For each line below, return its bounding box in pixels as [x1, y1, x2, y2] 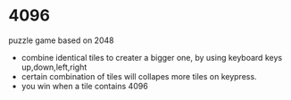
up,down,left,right [21, 62, 87, 72]
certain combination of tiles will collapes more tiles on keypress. [21, 71, 257, 81]
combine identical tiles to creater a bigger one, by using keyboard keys [21, 52, 283, 62]
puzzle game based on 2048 [8, 35, 114, 46]
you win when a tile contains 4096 [21, 80, 148, 91]
